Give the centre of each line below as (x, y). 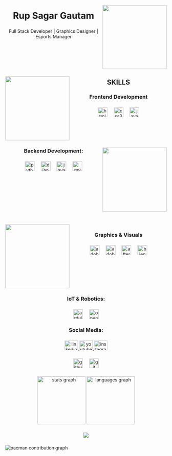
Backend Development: (53, 151)
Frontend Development (119, 97)
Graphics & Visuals (119, 235)
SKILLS (119, 83)
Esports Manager (53, 37)
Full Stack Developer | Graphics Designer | (53, 31)
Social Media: (86, 330)
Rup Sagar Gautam (53, 16)
